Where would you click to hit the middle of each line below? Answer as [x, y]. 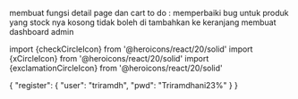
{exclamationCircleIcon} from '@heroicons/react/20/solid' [116, 68]
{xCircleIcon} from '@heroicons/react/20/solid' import [109, 58]
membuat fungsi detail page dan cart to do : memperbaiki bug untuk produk [149, 13]
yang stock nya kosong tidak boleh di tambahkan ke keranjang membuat [143, 22]
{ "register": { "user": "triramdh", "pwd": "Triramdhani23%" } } [124, 85]
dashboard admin [42, 32]
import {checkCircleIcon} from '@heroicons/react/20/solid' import [131, 49]
